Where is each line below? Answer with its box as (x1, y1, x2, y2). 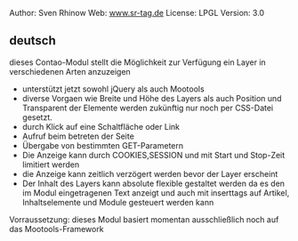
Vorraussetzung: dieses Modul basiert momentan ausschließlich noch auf (9, 213, 279, 225)
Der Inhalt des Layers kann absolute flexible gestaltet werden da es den (21, 178, 286, 189)
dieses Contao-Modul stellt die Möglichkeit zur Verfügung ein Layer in (9, 57, 267, 68)
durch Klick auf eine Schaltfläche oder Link (21, 121, 181, 132)
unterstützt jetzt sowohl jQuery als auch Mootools (21, 84, 205, 94)
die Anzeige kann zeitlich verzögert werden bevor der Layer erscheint (21, 168, 278, 179)
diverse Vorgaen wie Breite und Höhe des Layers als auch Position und (21, 92, 282, 103)
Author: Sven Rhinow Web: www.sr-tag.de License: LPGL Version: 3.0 (9, 8, 265, 18)
